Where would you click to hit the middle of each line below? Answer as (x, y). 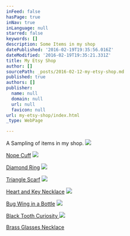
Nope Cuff (18, 156)
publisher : (19, 88)
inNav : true (20, 22)
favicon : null (28, 110)
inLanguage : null (27, 28)
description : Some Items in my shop (51, 45)
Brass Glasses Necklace (35, 227)
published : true (26, 77)
